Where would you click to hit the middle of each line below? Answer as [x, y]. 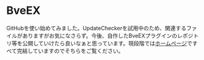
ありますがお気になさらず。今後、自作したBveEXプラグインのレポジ [108, 35]
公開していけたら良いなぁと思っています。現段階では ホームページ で [107, 43]
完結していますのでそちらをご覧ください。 [70, 51]
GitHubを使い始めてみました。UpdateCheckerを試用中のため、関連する [97, 28]
